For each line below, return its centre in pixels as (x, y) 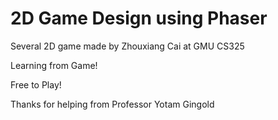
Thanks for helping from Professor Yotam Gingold (112, 104)
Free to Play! (36, 84)
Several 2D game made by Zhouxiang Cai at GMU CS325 (127, 46)
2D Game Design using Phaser (139, 18)
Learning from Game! (54, 65)
